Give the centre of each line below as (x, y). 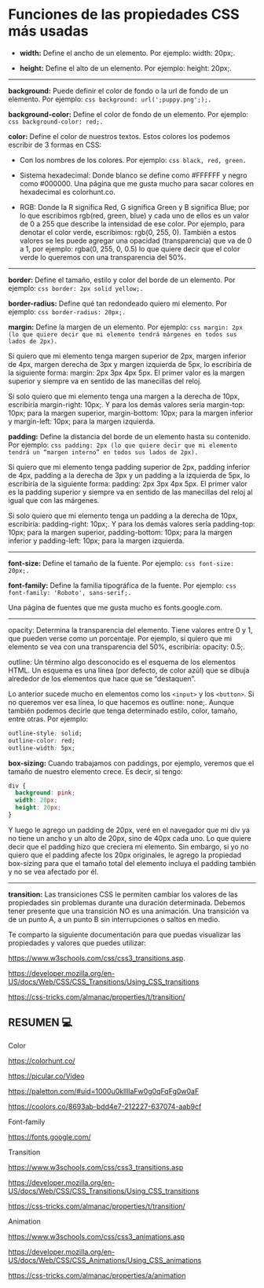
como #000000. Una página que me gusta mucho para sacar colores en (136, 183)
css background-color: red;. (56, 122)
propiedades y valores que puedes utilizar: (77, 943)
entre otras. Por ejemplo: (48, 719)
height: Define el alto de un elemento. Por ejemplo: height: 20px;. (125, 68)
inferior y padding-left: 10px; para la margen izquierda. (96, 541)
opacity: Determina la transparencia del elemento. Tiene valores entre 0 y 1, (130, 629)
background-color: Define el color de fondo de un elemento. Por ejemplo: (128, 114)
